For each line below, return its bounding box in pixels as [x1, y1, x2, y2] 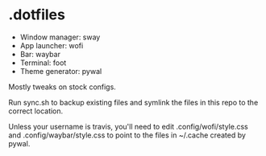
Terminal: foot [19, 58, 67, 68]
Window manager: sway [19, 32, 101, 42]
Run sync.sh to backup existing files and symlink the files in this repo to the [8, 97, 259, 107]
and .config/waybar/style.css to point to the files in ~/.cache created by [8, 130, 246, 140]
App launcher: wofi [19, 40, 84, 50]
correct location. [8, 106, 64, 116]
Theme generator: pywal [19, 66, 102, 76]
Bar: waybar [19, 49, 60, 59]
